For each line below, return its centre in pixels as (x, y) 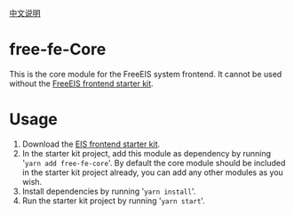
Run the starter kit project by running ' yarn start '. (114, 200)
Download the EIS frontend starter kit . (91, 144)
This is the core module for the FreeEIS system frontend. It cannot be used (146, 74)
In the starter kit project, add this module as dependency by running (147, 153)
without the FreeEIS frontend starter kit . (81, 84)
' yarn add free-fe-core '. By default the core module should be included (154, 163)
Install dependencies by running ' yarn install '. (109, 191)
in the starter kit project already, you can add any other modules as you (153, 172)
